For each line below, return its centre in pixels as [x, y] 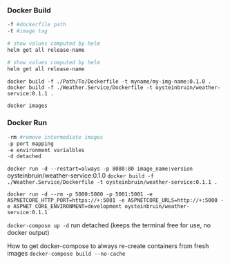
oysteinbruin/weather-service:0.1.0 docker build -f [80, 176]
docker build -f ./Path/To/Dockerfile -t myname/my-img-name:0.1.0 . [109, 82]
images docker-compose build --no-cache [66, 254]
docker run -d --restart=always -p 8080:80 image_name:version [100, 169]
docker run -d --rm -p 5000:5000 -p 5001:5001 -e [80, 195]
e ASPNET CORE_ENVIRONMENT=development [65, 207]
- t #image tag [28, 31]
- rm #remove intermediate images [55, 137]
